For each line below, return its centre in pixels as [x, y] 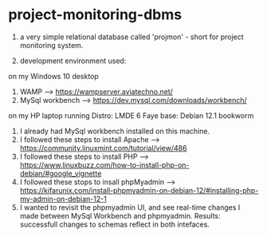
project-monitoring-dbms [95, 15]
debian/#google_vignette [61, 173]
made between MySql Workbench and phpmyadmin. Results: [120, 215]
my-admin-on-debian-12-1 [63, 199]
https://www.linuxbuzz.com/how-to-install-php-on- [104, 164]
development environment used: [73, 61]
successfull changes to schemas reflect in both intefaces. [114, 224]
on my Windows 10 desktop [54, 76]
